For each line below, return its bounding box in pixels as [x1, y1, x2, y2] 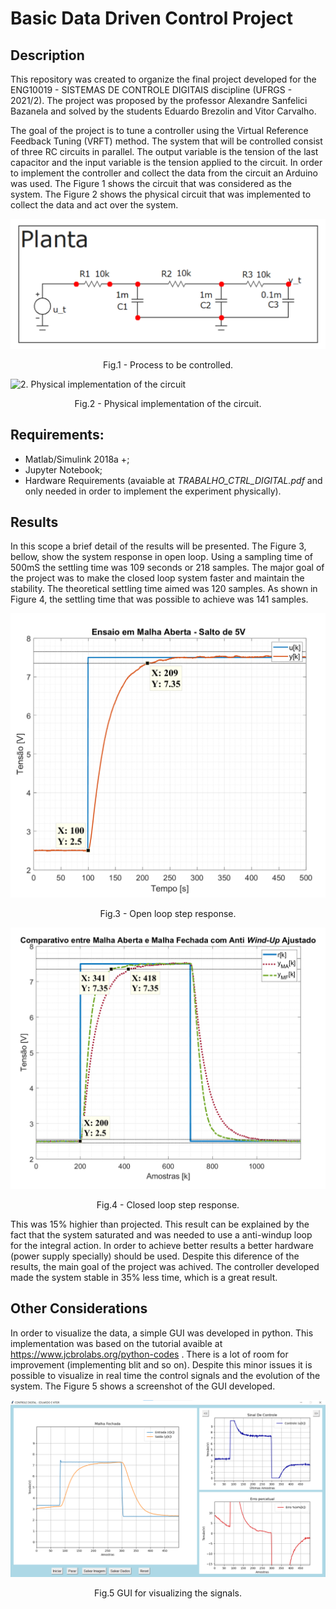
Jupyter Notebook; [24, 463, 103, 476]
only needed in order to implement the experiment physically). [24, 485, 282, 497]
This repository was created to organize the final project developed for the [10, 73, 317, 85]
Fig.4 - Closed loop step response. [96, 1198, 240, 1211]
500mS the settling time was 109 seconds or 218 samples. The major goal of [10, 562, 325, 574]
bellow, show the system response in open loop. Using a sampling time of [10, 551, 314, 563]
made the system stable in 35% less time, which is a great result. [10, 1271, 278, 1283]
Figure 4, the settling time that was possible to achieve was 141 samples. [10, 593, 309, 606]
